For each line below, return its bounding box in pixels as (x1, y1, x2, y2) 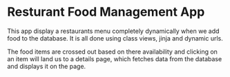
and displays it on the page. (7, 62, 86, 70)
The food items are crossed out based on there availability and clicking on (7, 47, 218, 56)
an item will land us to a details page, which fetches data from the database (7, 54, 222, 63)
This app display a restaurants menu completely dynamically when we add (7, 27, 220, 35)
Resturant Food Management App (7, 4, 205, 20)
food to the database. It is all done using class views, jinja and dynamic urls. (7, 34, 223, 42)
